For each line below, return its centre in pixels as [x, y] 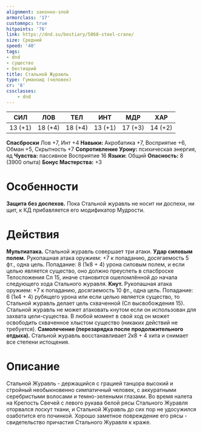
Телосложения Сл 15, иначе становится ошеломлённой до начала [92, 277]
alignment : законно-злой [38, 12]
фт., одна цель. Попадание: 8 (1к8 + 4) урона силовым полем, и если [96, 264]
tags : [13, 52]
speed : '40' [21, 46]
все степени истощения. [38, 342]
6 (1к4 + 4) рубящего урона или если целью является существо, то [93, 296]
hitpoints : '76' [27, 29]
